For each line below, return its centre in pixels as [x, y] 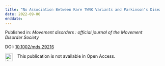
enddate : [14, 18]
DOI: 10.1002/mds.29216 [29, 47]
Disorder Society [22, 37]
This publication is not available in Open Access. [66, 56]
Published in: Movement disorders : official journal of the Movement [74, 33]
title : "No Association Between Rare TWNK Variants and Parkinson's [77, 9]
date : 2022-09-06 [23, 14]
